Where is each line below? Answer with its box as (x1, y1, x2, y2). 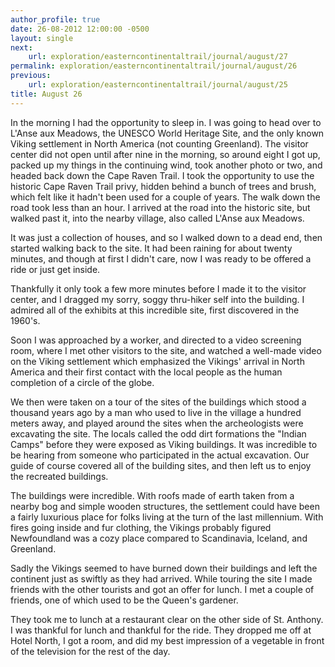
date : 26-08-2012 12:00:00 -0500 (10, 24, 150, 34)
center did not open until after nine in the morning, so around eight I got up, (10, 148, 321, 160)
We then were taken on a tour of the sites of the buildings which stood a (10, 396, 307, 408)
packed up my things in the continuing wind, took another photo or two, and (10, 159, 323, 171)
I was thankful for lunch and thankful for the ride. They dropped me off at (10, 624, 312, 636)
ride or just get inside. (10, 263, 101, 275)
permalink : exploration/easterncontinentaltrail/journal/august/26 (10, 61, 298, 71)
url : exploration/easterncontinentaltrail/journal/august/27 (28, 52, 288, 62)
